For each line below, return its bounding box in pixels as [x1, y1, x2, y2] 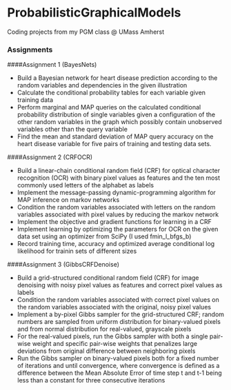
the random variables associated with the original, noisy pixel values [17, 303, 212, 311]
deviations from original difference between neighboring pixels [17, 347, 196, 356]
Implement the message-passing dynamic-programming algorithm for [17, 188, 216, 197]
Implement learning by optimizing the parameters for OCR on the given [17, 225, 219, 234]
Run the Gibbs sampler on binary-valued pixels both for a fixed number [17, 354, 219, 362]
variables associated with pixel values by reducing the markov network [17, 210, 219, 218]
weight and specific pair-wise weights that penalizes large [32, 340, 198, 348]
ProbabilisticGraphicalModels [7, 5, 181, 21]
